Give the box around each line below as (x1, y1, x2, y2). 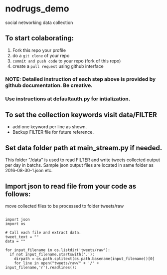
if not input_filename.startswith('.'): (9, 252, 95, 257)
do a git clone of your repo (12, 52, 70, 58)
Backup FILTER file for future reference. (12, 129, 94, 135)
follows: (5, 190, 31, 198)
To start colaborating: (5, 34, 74, 42)
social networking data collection (5, 19, 73, 25)
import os (5, 222, 26, 227)
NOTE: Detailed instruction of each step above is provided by (5, 75, 156, 82)
